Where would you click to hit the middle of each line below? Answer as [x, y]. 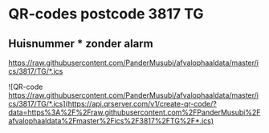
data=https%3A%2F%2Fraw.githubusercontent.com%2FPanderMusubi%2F [134, 112]
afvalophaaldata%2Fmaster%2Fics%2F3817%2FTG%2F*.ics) [111, 121]
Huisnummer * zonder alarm [81, 44]
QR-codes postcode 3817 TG [106, 14]
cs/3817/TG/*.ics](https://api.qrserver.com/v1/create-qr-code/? [112, 104]
